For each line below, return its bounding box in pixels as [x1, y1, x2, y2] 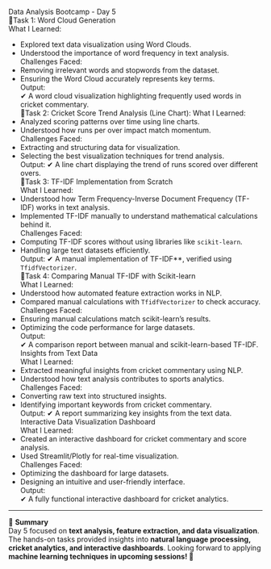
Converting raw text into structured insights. [19, 391, 167, 400]
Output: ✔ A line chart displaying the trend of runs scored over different [19, 160, 258, 169]
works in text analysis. [35, 203, 110, 212]
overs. [19, 169, 42, 178]
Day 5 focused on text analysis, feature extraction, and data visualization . [8, 526, 260, 535]
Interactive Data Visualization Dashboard [19, 417, 156, 426]
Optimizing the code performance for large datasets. [19, 323, 195, 332]
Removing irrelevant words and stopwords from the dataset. [19, 65, 220, 75]
